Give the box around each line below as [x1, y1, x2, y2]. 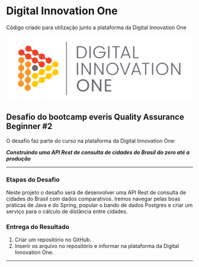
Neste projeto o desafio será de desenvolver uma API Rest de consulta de [6, 189, 187, 196]
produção [6, 155, 31, 162]
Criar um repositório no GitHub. [14, 236, 92, 243]
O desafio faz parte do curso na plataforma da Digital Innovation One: [6, 137, 176, 144]
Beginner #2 [6, 121, 53, 131]
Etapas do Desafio [6, 175, 60, 184]
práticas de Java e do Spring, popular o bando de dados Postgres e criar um [6, 202, 193, 209]
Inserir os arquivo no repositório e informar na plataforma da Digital [14, 243, 179, 250]
